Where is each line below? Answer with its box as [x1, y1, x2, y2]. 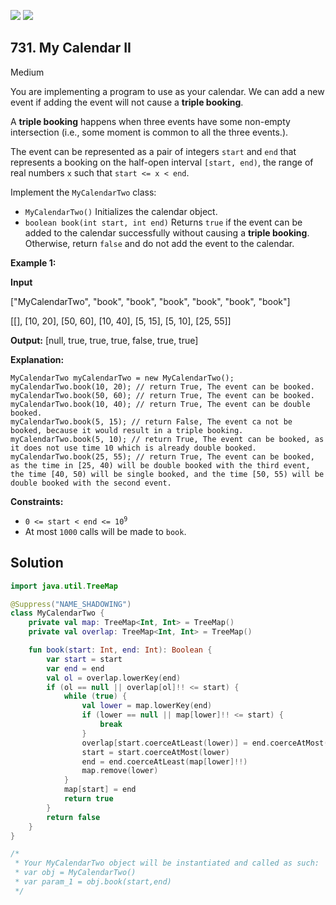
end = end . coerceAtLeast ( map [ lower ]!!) [81, 756, 248, 767]
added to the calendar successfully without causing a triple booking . [24, 226, 310, 239]
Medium [10, 66, 45, 78]
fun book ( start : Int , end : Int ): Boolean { [28, 645, 213, 655]
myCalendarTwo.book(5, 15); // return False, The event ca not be [10, 416, 293, 427]
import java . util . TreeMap [10, 581, 118, 591]
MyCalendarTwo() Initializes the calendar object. [24, 205, 218, 217]
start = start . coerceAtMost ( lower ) [81, 747, 230, 757]
